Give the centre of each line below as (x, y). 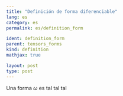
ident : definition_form (35, 39)
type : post (20, 71)
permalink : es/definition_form (45, 28)
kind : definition (27, 50)
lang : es (17, 17)
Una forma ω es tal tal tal (36, 88)
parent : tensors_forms (34, 44)
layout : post (22, 65)
